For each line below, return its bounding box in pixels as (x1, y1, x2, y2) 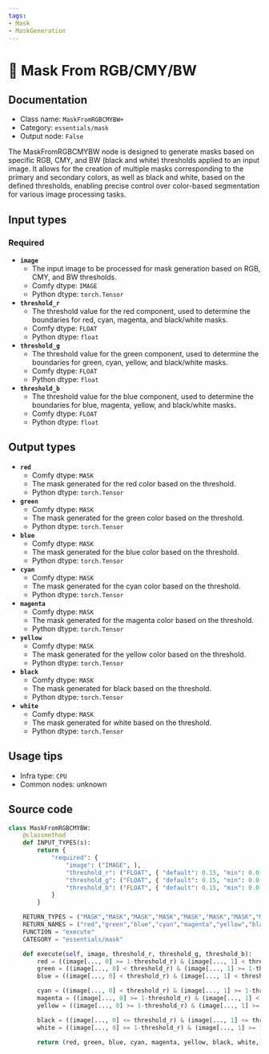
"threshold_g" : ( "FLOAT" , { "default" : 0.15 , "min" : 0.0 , (65, 876, 263, 884)
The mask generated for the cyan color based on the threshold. (31, 581, 242, 591)
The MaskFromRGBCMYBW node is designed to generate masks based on (8, 147, 255, 157)
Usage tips (8, 750, 63, 763)
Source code (8, 803, 74, 816)
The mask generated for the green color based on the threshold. (31, 513, 244, 523)
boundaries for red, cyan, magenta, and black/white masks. (31, 315, 228, 325)
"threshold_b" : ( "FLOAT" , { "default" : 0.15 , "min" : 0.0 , (65, 884, 263, 892)
